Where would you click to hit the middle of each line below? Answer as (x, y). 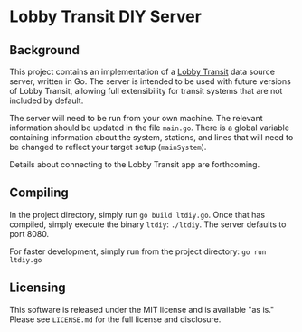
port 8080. (29, 233)
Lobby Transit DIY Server (105, 17)
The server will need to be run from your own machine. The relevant (136, 118)
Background (44, 50)
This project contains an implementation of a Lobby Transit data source (142, 71)
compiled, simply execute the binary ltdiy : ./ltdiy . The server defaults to (148, 224)
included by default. (47, 100)
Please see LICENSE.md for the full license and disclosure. (115, 319)
